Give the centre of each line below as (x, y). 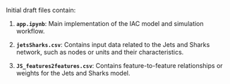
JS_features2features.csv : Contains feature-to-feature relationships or (119, 65)
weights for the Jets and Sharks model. (73, 73)
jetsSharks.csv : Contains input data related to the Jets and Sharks (113, 44)
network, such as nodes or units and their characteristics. (100, 52)
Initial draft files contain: (41, 10)
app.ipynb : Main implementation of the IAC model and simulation (110, 23)
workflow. (30, 31)
